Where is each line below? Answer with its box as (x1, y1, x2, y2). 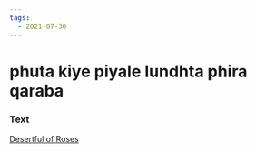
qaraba (9, 80, 64, 101)
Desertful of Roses (9, 133, 79, 144)
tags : (9, 13, 30, 23)
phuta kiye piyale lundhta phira (9, 61, 248, 82)
